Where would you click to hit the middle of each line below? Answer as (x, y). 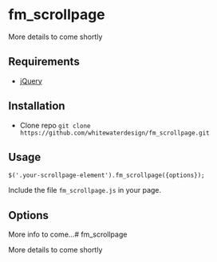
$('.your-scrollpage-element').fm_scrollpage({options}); (107, 176)
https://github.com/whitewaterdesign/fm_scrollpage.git (114, 133)
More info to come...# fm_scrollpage (68, 235)
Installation (37, 106)
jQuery (31, 80)
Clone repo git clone (55, 125)
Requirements (44, 62)
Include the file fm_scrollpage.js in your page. (85, 190)
